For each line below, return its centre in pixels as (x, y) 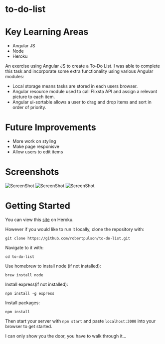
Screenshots (32, 172)
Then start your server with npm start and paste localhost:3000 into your (81, 321)
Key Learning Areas (47, 32)
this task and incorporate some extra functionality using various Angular (79, 71)
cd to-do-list (20, 257)
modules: (15, 77)
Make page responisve (36, 147)
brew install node (24, 275)
